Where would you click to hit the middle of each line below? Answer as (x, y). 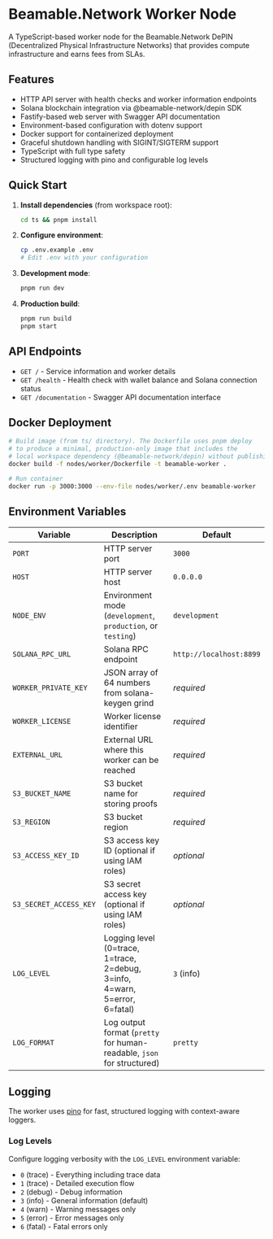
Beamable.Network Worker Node (123, 14)
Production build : (50, 304)
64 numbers (127, 683)
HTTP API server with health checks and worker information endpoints (139, 99)
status (30, 388)
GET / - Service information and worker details (98, 371)
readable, (121, 1053)
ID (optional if (130, 850)
